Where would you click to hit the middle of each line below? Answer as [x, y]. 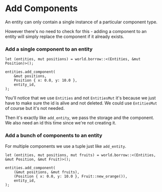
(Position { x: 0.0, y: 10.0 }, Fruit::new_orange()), [71, 176]
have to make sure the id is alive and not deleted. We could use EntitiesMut [81, 103]
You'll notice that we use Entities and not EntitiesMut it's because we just [81, 98]
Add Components [41, 9]
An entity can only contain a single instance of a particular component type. [81, 22]
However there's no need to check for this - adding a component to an [76, 31]
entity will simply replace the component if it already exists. [65, 36]
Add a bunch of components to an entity [54, 136]
